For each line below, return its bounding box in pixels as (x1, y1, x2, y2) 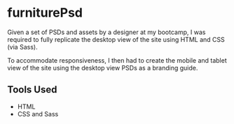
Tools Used (7, 84, 57, 95)
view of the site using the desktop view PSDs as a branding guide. (7, 63, 198, 72)
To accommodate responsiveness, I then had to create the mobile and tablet (7, 56, 227, 64)
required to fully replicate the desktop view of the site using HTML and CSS (7, 35, 226, 43)
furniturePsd (7, 5, 83, 21)
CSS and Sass (17, 109, 59, 118)
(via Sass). (7, 42, 38, 51)
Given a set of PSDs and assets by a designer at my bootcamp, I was (7, 28, 206, 36)
